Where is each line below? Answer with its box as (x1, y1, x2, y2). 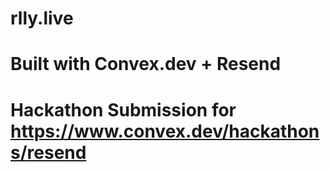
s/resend (10, 141, 87, 164)
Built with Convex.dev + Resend (10, 53, 282, 76)
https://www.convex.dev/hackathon (10, 120, 320, 142)
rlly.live (10, 7, 74, 30)
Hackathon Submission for (10, 98, 237, 121)
